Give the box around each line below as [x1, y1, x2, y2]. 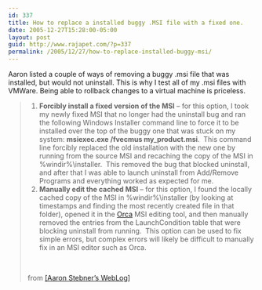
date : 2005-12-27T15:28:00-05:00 [8, 26, 118, 34]
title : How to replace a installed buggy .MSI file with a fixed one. [8, 19, 244, 27]
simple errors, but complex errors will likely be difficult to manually [38, 234, 254, 244]
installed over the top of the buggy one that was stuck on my [38, 126, 236, 136]
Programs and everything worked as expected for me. [38, 176, 214, 185]
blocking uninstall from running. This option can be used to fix [38, 227, 242, 235]
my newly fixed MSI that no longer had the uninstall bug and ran [38, 110, 246, 118]
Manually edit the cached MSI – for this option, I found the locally [38, 185, 253, 194]
